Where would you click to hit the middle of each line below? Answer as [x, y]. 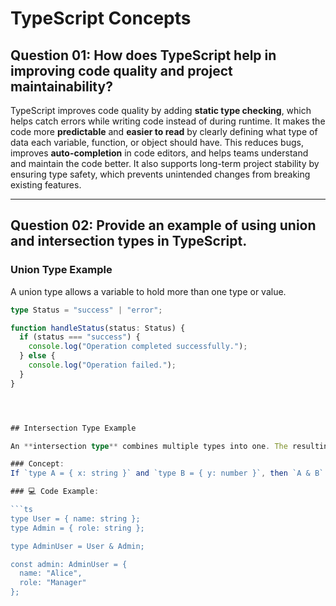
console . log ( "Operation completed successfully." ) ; [138, 347]
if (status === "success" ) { [80, 337]
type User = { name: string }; [75, 518]
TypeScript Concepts [101, 18]
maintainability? [61, 86]
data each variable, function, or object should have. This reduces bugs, [157, 142]
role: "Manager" [53, 583]
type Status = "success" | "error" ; [86, 310]
